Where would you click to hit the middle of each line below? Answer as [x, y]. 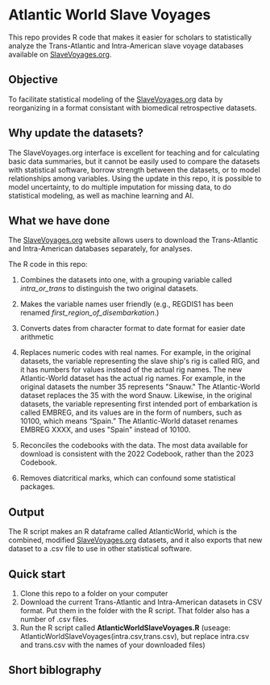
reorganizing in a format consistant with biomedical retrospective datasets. [133, 107]
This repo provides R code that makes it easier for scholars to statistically [130, 37]
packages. [37, 487]
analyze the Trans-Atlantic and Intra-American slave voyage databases [126, 45]
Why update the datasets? [76, 134]
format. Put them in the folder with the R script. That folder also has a [135, 610]
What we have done [59, 221]
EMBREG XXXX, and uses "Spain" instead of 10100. [105, 430]
